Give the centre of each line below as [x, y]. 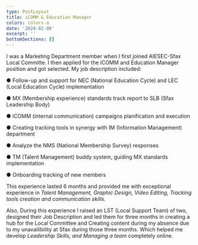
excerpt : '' [21, 34]
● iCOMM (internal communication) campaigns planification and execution [98, 116]
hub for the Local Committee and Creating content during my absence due [98, 223]
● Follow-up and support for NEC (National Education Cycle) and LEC [92, 80]
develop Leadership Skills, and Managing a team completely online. [90, 236]
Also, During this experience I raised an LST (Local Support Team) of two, [97, 211]
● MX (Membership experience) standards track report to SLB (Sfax [90, 98]
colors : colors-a [28, 23]
